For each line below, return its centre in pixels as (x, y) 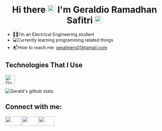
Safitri (80, 20)
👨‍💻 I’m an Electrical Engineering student (53, 34)
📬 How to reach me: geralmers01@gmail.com (60, 47)
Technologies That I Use (44, 65)
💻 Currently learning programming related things (63, 40)
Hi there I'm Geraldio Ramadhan (85, 10)
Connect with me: (34, 107)
